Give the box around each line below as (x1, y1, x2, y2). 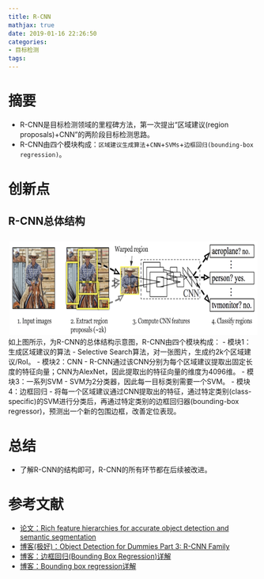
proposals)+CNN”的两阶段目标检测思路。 (19, 129, 154, 139)
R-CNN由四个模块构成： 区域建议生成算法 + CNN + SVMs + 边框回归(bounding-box (19, 139, 255, 149)
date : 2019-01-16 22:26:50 (8, 29, 97, 37)
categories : (8, 38, 47, 46)
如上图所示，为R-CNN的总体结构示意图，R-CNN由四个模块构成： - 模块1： (8, 337, 251, 346)
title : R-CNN (8, 13, 51, 21)
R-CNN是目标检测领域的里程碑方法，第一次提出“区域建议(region (19, 120, 229, 129)
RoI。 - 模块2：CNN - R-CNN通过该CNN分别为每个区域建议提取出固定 (17, 356, 247, 366)
